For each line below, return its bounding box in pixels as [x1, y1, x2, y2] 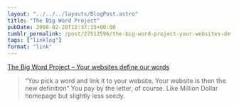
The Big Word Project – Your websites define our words [7, 63, 170, 71]
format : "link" [7, 43, 53, 50]
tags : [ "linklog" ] [7, 37, 62, 44]
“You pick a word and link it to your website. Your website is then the [24, 77, 226, 85]
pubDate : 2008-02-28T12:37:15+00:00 [7, 23, 116, 30]
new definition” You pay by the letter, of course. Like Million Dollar [24, 84, 218, 92]
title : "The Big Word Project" [7, 17, 100, 24]
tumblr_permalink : [7, 30, 62, 38]
